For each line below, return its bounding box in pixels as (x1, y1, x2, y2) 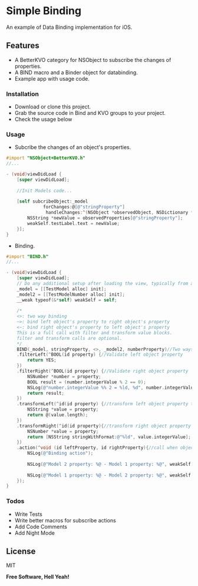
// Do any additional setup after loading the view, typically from (16, 281, 189, 287)
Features (6, 41, 39, 51)
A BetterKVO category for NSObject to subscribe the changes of (14, 56, 171, 63)
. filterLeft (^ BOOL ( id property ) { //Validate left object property (16, 352, 183, 357)
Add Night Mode (14, 529, 55, 537)
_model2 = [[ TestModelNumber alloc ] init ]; (16, 292, 126, 297)
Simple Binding (6, 4, 81, 18)
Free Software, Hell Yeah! (6, 573, 70, 581)
